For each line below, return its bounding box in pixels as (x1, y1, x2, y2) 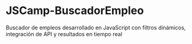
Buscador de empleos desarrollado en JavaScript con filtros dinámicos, (6, 24, 186, 31)
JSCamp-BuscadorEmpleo (6, 4, 144, 18)
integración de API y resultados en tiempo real (6, 30, 123, 37)
